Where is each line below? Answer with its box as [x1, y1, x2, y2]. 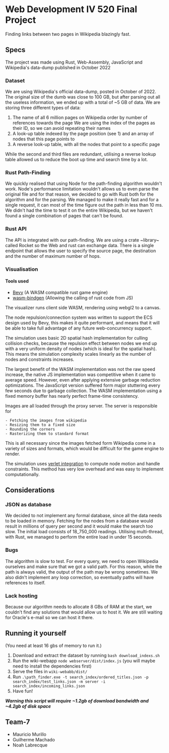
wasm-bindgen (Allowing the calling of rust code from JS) [12, 295, 134, 301]
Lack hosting [5, 592, 38, 599]
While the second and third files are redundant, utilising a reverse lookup [5, 151, 156, 157]
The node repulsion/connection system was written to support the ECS [5, 314, 153, 320]
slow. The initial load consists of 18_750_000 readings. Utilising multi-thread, [5, 529, 164, 535]
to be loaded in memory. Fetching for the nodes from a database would [5, 518, 153, 524]
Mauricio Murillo [12, 731, 46, 737]
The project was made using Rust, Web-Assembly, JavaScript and [5, 59, 143, 65]
